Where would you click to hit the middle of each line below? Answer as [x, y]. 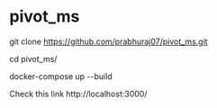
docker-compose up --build [61, 76]
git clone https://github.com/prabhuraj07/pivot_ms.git [109, 41]
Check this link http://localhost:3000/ [78, 94]
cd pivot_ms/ [33, 58]
